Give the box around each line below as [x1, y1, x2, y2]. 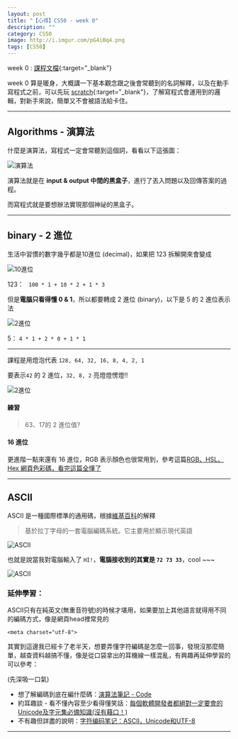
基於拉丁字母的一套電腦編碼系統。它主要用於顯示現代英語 [24, 526, 193, 535]
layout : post [7, 10, 46, 18]
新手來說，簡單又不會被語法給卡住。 [25, 96, 132, 105]
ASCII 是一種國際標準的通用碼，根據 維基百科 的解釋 [7, 511, 156, 520]
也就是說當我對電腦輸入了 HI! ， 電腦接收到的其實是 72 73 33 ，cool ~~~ [7, 555, 215, 564]
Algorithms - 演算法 [7, 126, 95, 138]
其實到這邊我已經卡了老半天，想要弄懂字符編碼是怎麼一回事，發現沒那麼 [7, 643, 218, 651]
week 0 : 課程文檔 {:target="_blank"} [7, 64, 112, 72]
